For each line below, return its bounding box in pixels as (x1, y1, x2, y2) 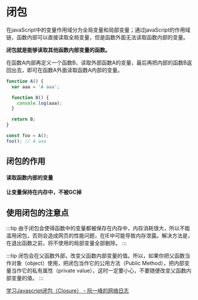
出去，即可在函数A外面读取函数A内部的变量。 (11, 66, 123, 73)
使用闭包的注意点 (6, 208, 69, 218)
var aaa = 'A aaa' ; (11, 84, 60, 90)
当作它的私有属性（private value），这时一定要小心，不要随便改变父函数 (11, 267, 187, 274)
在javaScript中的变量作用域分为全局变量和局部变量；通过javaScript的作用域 (6, 26, 191, 33)
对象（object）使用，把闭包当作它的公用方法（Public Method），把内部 (11, 260, 185, 267)
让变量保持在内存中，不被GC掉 (6, 189, 82, 196)
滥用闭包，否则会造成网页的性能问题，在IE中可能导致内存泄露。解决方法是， (6, 232, 193, 239)
